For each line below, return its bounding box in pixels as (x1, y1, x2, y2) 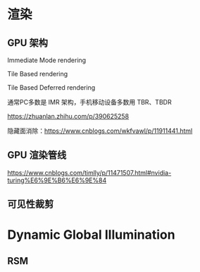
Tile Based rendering (7, 70, 68, 78)
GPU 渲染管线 (7, 149, 67, 161)
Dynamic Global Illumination (7, 227, 175, 243)
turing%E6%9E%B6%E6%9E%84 (7, 176, 107, 184)
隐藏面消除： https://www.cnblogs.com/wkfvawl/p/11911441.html (7, 126, 193, 135)
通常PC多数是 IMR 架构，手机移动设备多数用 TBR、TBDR (7, 98, 172, 106)
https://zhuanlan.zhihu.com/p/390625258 (7, 112, 130, 120)
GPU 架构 (7, 37, 48, 49)
